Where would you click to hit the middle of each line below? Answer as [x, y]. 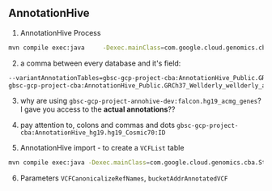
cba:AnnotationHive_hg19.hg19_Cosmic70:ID [93, 133]
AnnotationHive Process [60, 32]
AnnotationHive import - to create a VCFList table [102, 148]
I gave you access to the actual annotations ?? [98, 109]
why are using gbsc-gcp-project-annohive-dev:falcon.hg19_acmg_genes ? [140, 101]
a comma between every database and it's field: [100, 63]
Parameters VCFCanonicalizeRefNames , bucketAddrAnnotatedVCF [124, 178]
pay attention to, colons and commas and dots [98, 125]
